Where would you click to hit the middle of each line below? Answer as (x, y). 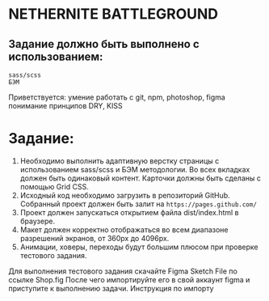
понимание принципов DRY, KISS (65, 106)
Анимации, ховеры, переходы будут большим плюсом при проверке (139, 247)
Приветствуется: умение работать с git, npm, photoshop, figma (117, 97)
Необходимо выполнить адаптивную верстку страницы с (120, 161)
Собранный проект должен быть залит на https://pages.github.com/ (138, 204)
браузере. (37, 221)
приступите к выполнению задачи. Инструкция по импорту (111, 288)
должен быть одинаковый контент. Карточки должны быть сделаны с (140, 178)
